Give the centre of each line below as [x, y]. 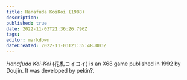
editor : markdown [28, 40]
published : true [27, 23]
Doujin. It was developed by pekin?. [50, 70]
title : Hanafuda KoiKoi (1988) [46, 12]
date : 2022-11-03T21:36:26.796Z [47, 29]
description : [23, 18]
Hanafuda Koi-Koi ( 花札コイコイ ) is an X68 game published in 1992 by [93, 64]
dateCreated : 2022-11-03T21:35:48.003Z [56, 46]
